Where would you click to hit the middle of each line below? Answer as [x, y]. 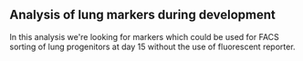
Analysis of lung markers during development [143, 15]
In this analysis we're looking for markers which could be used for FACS [145, 36]
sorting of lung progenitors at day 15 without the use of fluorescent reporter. [152, 46]
